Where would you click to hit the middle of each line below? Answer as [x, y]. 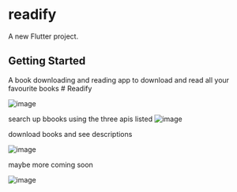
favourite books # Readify [50, 88]
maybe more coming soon [51, 164]
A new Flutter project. [43, 36]
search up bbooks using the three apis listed [81, 119]
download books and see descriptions [70, 134]
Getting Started [47, 61]
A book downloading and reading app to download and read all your [119, 79]
